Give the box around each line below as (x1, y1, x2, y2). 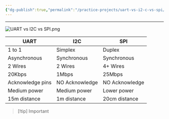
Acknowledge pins (8, 79, 52, 86)
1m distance (56, 95, 86, 102)
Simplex (56, 46, 75, 53)
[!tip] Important (17, 108, 49, 114)
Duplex (103, 46, 120, 53)
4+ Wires (103, 62, 125, 69)
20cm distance (103, 95, 138, 102)
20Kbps (8, 71, 27, 78)
